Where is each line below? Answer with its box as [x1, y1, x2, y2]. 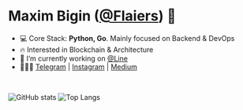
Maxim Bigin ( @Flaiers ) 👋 [8, 7, 177, 25]
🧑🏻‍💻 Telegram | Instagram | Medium [19, 62, 138, 71]
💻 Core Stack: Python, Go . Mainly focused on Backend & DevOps [19, 33, 235, 42]
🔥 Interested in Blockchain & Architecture [19, 45, 154, 54]
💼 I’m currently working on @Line [19, 53, 129, 63]
